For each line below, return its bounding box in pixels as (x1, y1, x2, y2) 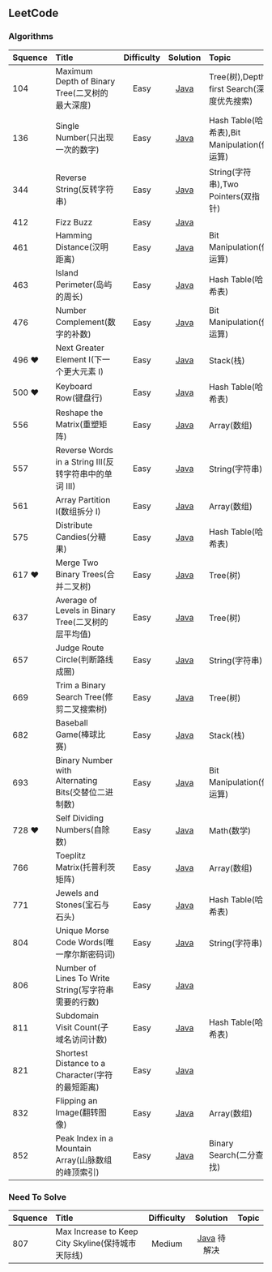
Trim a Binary (55, 679, 107, 691)
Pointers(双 (209, 191, 253, 202)
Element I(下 (55, 353, 103, 365)
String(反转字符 (55, 183, 115, 195)
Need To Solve (8, 1191, 67, 1202)
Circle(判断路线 (55, 653, 113, 665)
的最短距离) (55, 1081, 100, 1093)
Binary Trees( (55, 568, 107, 580)
